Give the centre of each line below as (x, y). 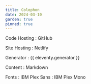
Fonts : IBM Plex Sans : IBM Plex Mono (45, 77)
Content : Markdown (27, 67)
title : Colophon (22, 10)
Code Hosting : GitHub (29, 38)
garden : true (19, 19)
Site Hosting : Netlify (27, 48)
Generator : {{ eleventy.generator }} (42, 58)
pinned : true (19, 24)
